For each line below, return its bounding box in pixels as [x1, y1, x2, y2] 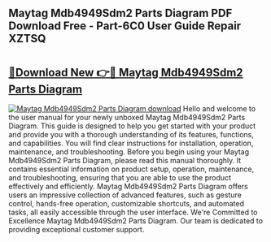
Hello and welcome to [182, 104, 256, 113]
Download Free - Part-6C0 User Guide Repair [8, 19, 242, 33]
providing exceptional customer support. [8, 225, 145, 234]
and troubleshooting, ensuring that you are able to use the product [8, 173, 232, 182]
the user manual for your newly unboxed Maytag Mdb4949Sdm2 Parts [8, 113, 246, 122]
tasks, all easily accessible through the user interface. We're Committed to [8, 207, 258, 217]
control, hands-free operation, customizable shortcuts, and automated [8, 199, 245, 208]
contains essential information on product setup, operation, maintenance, [8, 164, 255, 174]
